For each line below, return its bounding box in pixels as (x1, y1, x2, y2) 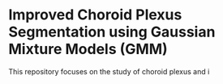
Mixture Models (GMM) (8, 40, 168, 58)
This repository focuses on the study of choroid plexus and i (8, 66, 210, 76)
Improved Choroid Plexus (8, 6, 182, 24)
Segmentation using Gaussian (8, 23, 216, 41)
